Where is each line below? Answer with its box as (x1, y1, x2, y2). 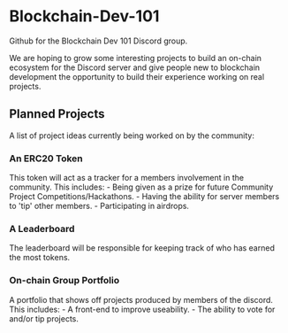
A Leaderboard (9, 222, 75, 235)
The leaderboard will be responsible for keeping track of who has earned (9, 243, 276, 253)
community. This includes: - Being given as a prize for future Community (9, 182, 274, 192)
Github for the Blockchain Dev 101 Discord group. (9, 35, 188, 46)
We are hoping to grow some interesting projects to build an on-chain (9, 52, 262, 63)
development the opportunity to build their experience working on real (9, 71, 265, 81)
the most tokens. (9, 252, 71, 263)
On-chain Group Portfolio (9, 275, 120, 287)
